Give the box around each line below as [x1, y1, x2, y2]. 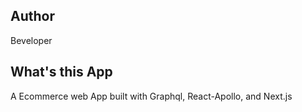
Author [10, 8, 55, 25]
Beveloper [10, 34, 53, 46]
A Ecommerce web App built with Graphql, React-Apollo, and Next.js [10, 90, 293, 102]
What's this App [10, 64, 113, 81]
